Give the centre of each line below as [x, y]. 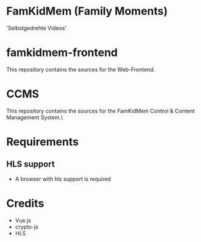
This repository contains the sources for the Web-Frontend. [81, 69]
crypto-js [26, 227]
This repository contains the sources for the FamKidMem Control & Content [101, 111]
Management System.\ [35, 117]
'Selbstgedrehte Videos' [36, 28]
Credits [25, 203]
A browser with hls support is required [63, 179]
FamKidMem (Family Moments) [87, 11]
